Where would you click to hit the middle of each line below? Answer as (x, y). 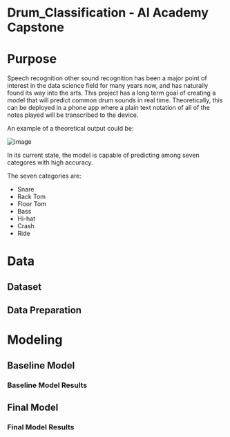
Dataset (25, 287)
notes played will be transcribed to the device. (73, 115)
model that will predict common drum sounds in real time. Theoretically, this (115, 100)
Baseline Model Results (47, 385)
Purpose (32, 59)
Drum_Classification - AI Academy (108, 13)
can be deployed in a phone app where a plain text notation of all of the (109, 108)
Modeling (35, 340)
